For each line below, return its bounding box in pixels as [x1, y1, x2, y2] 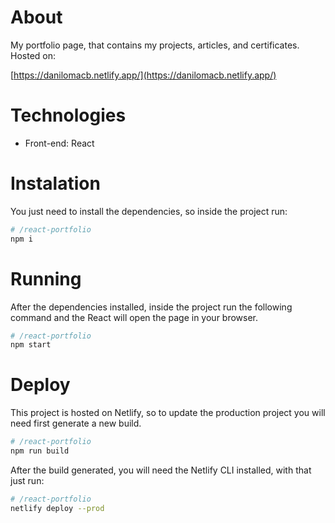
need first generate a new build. [10, 417, 142, 430]
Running [10, 267, 82, 290]
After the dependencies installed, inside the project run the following [10, 301, 293, 313]
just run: [10, 474, 45, 486]
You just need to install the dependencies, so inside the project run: [10, 205, 288, 217]
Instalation [10, 172, 101, 195]
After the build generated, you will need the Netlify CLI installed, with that [10, 464, 312, 476]
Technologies [10, 104, 127, 127]
